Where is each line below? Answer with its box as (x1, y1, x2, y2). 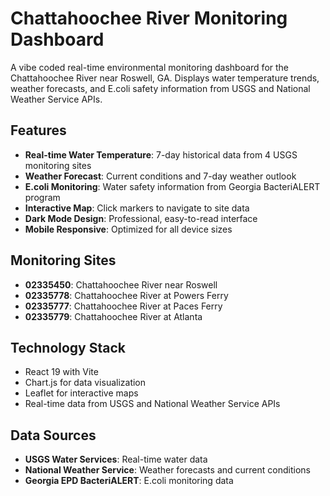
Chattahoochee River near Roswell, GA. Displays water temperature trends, (10, 72, 320, 84)
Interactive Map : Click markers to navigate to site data (24, 202, 250, 214)
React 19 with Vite (24, 366, 99, 378)
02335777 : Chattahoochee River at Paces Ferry (24, 300, 223, 312)
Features (10, 122, 67, 139)
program (24, 191, 61, 203)
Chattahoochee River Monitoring (10, 7, 288, 30)
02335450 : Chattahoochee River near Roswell (24, 278, 218, 291)
